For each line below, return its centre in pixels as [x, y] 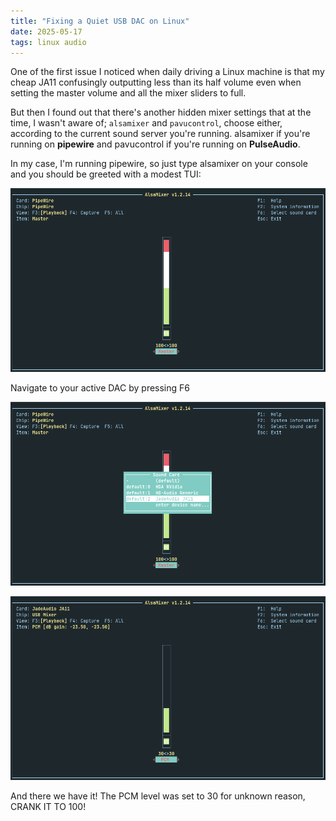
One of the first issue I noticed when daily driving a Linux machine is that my [167, 72]
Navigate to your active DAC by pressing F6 [100, 388]
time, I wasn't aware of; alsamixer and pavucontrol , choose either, [146, 123]
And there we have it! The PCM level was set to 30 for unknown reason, [158, 796]
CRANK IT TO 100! [48, 806]
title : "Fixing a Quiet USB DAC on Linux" [100, 21]
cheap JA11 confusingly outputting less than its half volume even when [156, 82]
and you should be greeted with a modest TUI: [106, 174]
